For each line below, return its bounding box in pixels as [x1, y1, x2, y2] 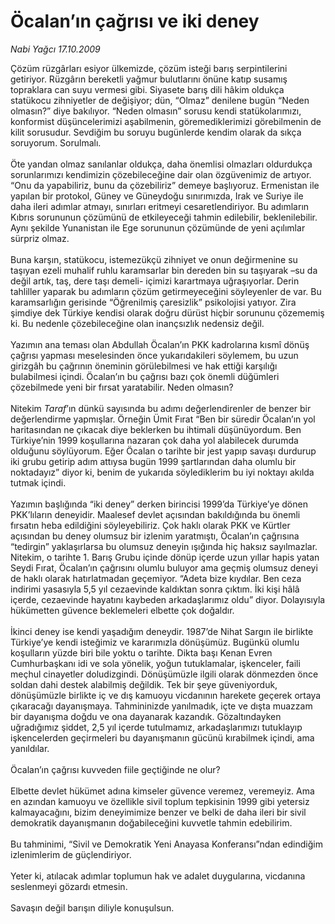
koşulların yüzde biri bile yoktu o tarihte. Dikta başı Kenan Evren [10, 646, 273, 659]
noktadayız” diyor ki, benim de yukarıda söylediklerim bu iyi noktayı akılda [10, 466, 315, 478]
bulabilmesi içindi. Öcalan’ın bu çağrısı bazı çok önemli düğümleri [10, 370, 280, 382]
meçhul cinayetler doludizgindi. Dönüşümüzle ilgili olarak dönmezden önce [10, 668, 319, 680]
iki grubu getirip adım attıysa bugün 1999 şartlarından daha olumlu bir [10, 455, 297, 467]
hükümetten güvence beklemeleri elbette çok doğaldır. [10, 604, 235, 616]
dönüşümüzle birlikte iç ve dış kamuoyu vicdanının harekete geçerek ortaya [10, 689, 322, 701]
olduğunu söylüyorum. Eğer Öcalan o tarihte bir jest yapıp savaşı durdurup [10, 445, 317, 457]
